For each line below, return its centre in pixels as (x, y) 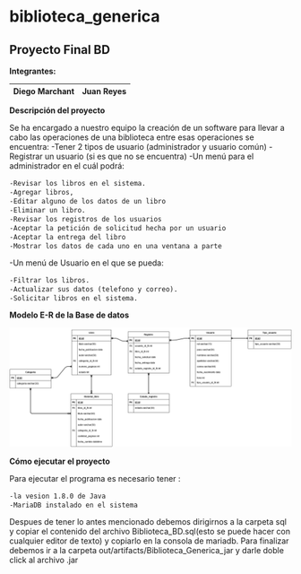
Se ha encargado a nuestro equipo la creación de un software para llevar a (147, 128)
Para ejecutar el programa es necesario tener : (95, 478)
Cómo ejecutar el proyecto (60, 461)
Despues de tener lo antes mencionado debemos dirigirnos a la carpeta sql (148, 521)
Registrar (26, 156)
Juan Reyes (104, 91)
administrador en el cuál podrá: (67, 166)
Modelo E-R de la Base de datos (69, 315)
